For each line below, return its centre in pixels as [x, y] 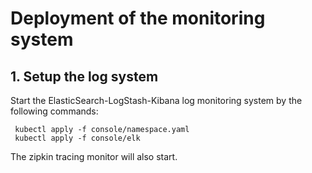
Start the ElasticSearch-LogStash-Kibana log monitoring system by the [156, 100]
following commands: [54, 111]
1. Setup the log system [84, 76]
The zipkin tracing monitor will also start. [94, 156]
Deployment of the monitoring [138, 18]
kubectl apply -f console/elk [77, 138]
